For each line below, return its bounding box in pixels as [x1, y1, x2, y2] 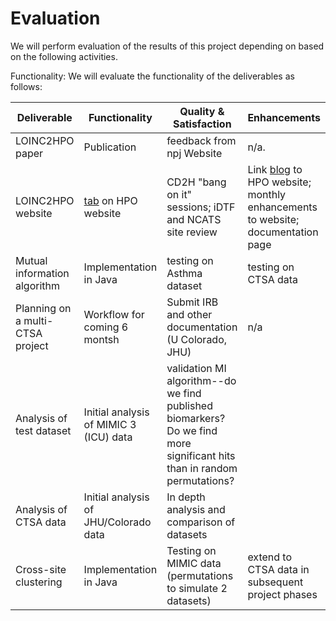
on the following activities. [10, 50, 118, 62]
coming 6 [83, 320, 129, 334]
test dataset [15, 423, 72, 437]
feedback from [166, 133, 237, 147]
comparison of [166, 515, 236, 529]
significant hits [166, 448, 236, 462]
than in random [166, 461, 238, 475]
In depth [166, 490, 206, 504]
